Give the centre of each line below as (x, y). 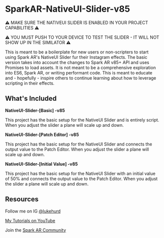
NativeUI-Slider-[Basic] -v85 (35, 110)
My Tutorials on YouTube (30, 220)
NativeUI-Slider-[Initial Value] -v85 (41, 164)
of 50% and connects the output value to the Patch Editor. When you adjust (82, 178)
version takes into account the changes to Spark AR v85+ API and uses (77, 62)
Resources (22, 199)
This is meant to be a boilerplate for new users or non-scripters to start (77, 52)
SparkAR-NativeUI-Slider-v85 (68, 9)
